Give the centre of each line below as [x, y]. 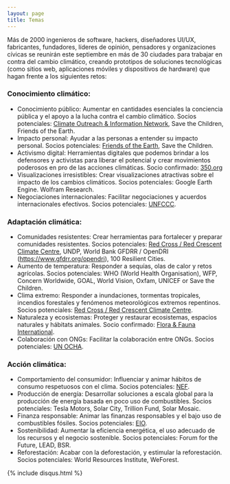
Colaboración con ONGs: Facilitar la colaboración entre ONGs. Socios [115, 339]
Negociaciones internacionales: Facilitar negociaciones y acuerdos [112, 196]
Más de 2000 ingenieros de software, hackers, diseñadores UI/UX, [102, 39]
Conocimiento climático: [49, 94]
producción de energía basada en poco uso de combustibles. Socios [114, 401]
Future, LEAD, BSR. [44, 445]
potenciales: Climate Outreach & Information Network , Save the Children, [120, 123]
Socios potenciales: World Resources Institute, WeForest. [98, 460]
